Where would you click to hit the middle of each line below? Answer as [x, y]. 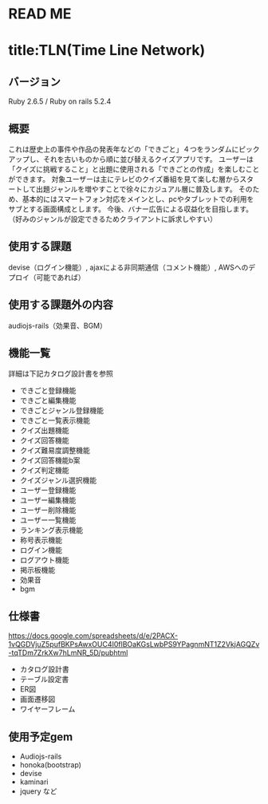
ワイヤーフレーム [47, 709]
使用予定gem [41, 737]
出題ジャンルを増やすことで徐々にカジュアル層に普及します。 [136, 189]
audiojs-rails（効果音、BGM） [58, 325]
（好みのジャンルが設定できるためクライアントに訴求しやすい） [113, 219]
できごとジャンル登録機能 [62, 411]
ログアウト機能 [44, 560]
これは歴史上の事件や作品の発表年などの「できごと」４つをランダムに [124, 149]
